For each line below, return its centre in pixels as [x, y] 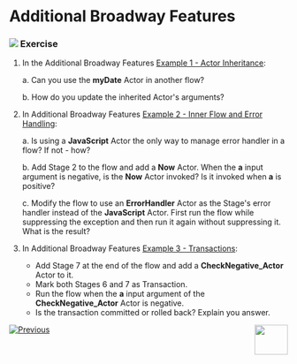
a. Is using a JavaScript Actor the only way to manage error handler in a [153, 141]
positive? [38, 186]
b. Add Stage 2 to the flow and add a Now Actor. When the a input [142, 167]
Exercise [39, 44]
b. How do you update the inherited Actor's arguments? [123, 97]
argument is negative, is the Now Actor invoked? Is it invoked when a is [152, 177]
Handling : [39, 124]
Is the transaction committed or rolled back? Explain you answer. [153, 313]
